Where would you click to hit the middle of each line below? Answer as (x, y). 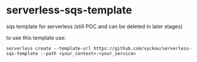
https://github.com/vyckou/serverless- (143, 48)
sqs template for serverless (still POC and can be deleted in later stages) (95, 26)
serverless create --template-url (49, 48)
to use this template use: (36, 37)
